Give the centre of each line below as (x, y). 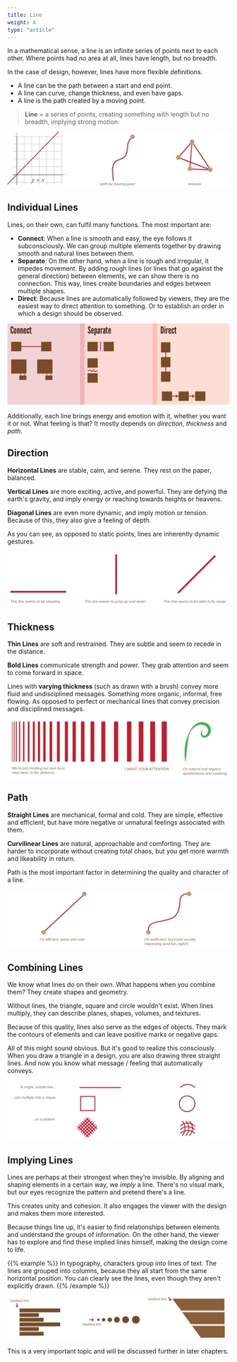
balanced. (22, 478)
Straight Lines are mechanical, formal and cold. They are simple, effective (115, 815)
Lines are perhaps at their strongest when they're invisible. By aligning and (116, 1177)
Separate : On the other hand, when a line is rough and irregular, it (113, 261)
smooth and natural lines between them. (76, 253)
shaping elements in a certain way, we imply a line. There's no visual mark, (116, 1185)
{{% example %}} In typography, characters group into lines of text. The (112, 1263)
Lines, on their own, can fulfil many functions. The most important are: (109, 224)
